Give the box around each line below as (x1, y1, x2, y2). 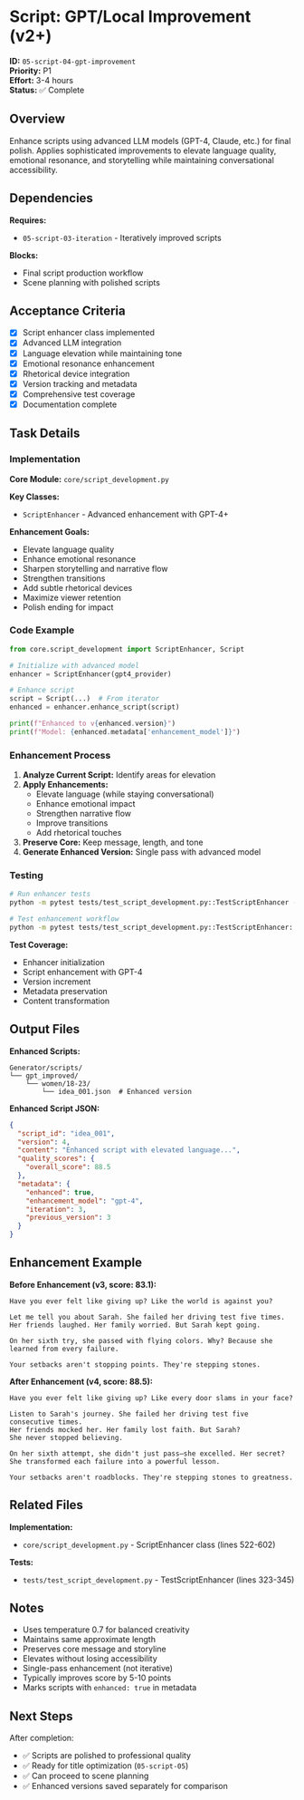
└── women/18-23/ (25, 1079, 91, 1089)
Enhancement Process (9, 749, 111, 761)
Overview (9, 111, 66, 127)
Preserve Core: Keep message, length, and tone (22, 837, 204, 848)
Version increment (22, 976, 91, 987)
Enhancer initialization (22, 956, 106, 967)
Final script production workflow (22, 267, 144, 278)
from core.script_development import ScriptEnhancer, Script (9, 644, 245, 653)
